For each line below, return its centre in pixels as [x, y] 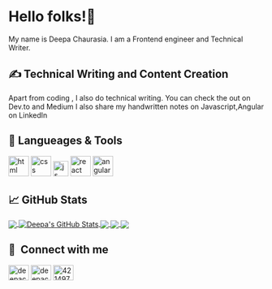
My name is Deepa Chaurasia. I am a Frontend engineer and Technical [126, 39]
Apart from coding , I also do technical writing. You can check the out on [130, 97]
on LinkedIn [28, 115]
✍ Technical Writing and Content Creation [119, 74]
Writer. [19, 47]
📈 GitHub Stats [48, 199]
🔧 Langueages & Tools [66, 141]
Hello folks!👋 [52, 17]
